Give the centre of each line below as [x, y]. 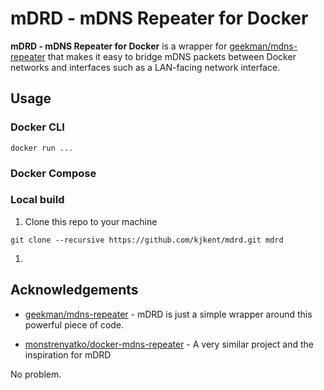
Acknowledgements [74, 290]
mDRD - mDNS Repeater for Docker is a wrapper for [119, 46]
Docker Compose [53, 173]
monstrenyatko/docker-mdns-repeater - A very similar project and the [169, 344]
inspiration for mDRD [68, 354]
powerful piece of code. [74, 324]
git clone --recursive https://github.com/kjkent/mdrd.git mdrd [147, 240]
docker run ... [42, 148]
